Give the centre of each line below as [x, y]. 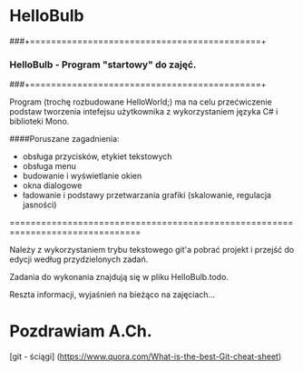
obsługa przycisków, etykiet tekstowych [97, 156]
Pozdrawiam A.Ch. [81, 331]
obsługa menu [49, 166]
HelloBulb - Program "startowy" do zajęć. [103, 65]
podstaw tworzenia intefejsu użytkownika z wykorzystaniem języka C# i [144, 112]
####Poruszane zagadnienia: [64, 139]
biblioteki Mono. [39, 121]
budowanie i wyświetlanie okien [82, 176]
